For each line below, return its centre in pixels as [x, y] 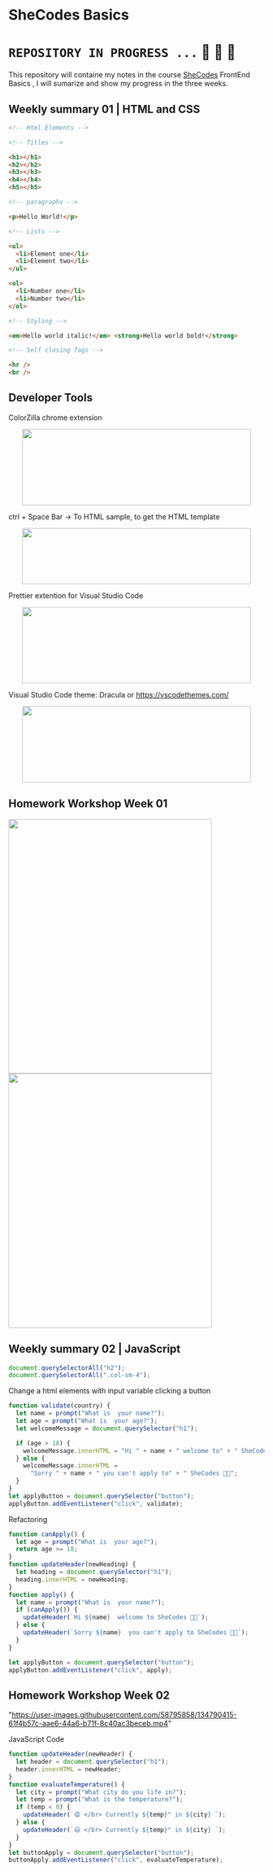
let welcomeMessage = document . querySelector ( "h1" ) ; [107, 1428]
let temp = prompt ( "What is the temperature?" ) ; [100, 1800]
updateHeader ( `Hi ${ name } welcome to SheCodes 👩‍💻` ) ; [116, 1617]
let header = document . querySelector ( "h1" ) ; [92, 1762]
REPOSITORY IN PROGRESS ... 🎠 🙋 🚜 [122, 52]
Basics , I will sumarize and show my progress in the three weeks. [119, 84]
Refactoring [28, 1519]
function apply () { [41, 1594]
